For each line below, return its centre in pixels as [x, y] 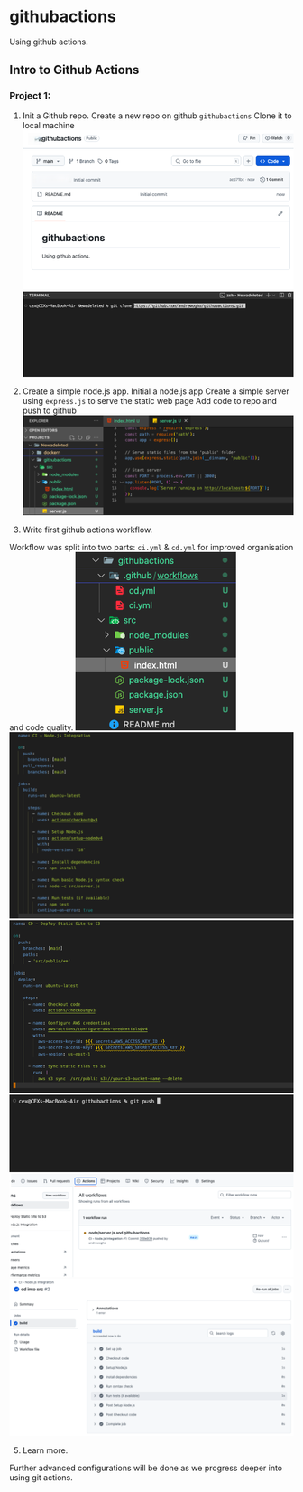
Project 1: [30, 96]
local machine [48, 125]
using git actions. [41, 1477]
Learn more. [45, 1450]
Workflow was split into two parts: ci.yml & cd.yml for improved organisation [151, 548]
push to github [49, 411]
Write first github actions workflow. [87, 530]
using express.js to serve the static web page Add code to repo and [149, 401]
